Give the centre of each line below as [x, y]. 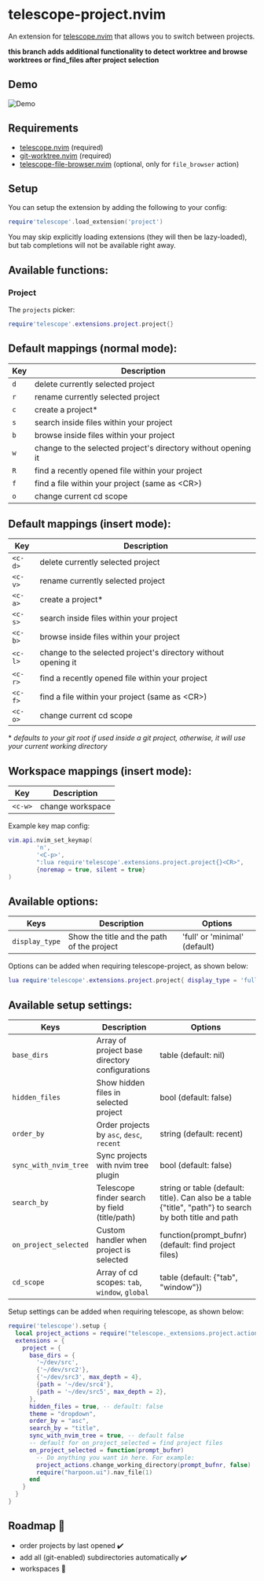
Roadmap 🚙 [37, 1526]
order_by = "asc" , [59, 1421]
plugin [108, 1175]
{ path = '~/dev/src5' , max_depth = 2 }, [102, 1391]
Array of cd [117, 1272]
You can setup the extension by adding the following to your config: [118, 208]
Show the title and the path [117, 937]
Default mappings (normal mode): [93, 349]
